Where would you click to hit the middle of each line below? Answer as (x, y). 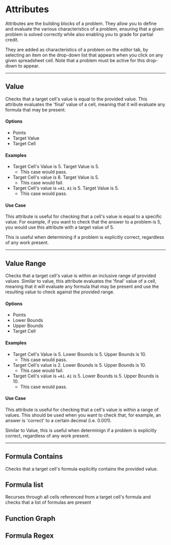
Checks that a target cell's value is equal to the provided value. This (76, 99)
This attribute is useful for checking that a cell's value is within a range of (82, 410)
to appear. (29, 66)
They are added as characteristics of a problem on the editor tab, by (77, 49)
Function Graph (30, 518)
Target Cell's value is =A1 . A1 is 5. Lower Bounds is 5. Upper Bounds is (86, 376)
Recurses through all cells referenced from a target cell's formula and (78, 497)
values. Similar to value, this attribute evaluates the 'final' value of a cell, (81, 281)
